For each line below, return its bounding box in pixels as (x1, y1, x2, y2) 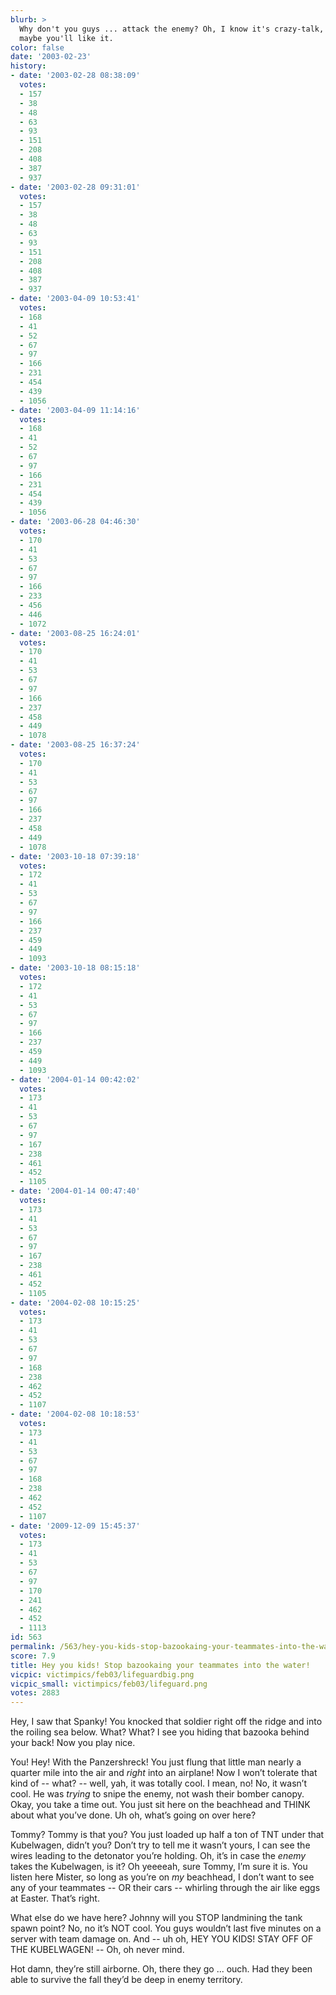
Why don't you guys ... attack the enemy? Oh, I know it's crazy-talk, (19, 24, 325, 34)
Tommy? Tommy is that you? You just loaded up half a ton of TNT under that (10, 1829, 325, 1841)
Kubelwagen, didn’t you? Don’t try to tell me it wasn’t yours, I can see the (10, 1839, 311, 1851)
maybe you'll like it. (19, 33, 114, 43)
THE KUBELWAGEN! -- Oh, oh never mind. (10, 1944, 185, 1956)
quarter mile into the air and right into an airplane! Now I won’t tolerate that (10, 1767, 318, 1779)
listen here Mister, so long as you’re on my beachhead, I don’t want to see (10, 1871, 315, 1883)
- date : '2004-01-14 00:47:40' (10, 1186, 141, 1196)
